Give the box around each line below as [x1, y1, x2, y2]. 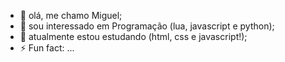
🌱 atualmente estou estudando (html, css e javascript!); [19, 31, 248, 42]
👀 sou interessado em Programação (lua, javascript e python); [19, 20, 275, 32]
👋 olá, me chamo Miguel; [19, 10, 123, 21]
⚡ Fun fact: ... [19, 42, 75, 54]
